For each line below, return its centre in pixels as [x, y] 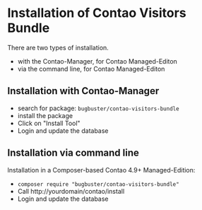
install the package [45, 115]
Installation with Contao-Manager [83, 91]
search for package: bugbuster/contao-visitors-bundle [98, 108]
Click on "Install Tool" [49, 123]
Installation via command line [73, 153]
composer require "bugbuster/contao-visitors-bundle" [98, 184]
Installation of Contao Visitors [97, 13]
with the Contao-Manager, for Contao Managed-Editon [97, 61]
